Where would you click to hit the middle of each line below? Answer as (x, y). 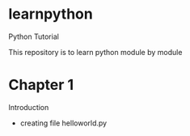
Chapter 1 (41, 85)
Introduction (29, 107)
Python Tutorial (34, 36)
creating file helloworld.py (63, 123)
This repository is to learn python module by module (95, 52)
